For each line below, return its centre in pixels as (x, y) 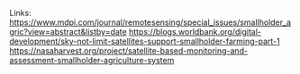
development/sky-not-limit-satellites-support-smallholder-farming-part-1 (145, 41)
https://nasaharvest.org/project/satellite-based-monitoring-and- (129, 51)
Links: (20, 13)
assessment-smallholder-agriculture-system (92, 60)
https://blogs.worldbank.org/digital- (195, 32)
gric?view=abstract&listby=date (68, 32)
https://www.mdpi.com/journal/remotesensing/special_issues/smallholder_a (150, 22)
